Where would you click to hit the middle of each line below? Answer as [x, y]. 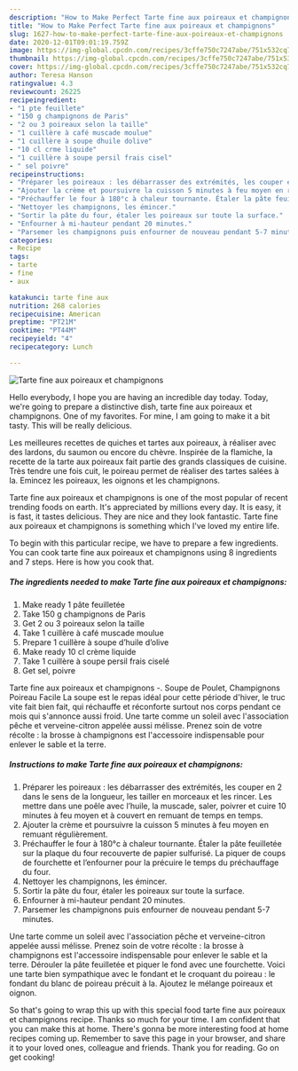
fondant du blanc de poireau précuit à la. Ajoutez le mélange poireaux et [141, 983]
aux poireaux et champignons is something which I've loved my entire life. [144, 525]
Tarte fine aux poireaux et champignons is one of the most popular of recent [149, 497]
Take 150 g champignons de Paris [84, 614]
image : [21, 51]
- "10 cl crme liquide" [53, 149]
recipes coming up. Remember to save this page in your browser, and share [147, 1038]
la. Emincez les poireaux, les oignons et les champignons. [114, 480]
